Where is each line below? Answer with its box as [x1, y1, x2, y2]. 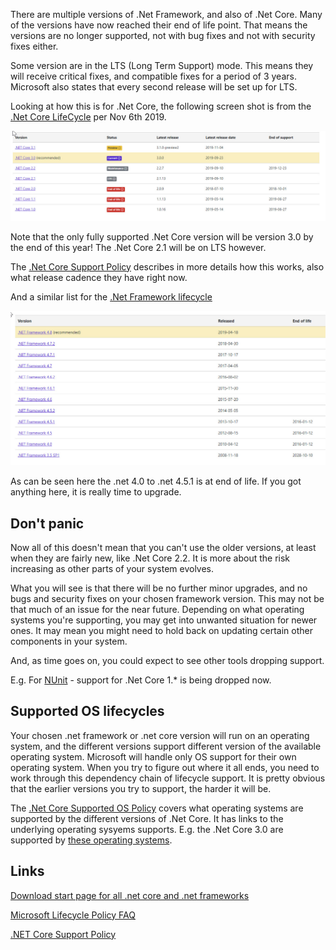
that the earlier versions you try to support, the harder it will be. [10, 782, 272, 794]
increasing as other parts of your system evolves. [10, 563, 215, 575]
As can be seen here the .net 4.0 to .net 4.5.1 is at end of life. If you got [10, 475, 302, 488]
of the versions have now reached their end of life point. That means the [10, 19, 308, 31]
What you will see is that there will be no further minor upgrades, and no [10, 582, 308, 594]
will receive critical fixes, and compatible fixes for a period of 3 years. [10, 70, 297, 82]
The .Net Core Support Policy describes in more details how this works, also [10, 260, 325, 273]
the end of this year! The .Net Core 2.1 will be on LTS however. [10, 241, 267, 253]
